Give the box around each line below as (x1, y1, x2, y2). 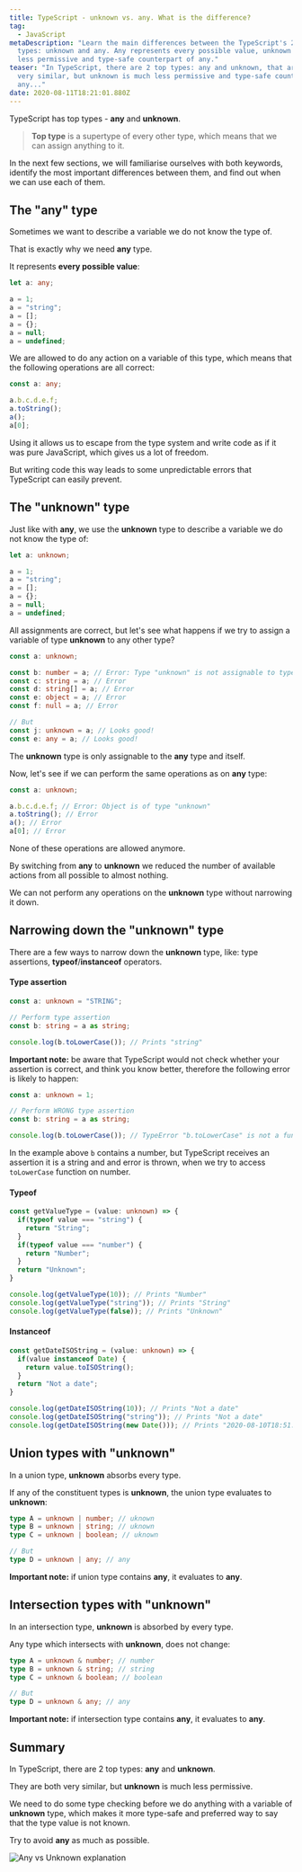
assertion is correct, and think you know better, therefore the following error (9, 1063, 290, 1074)
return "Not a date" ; (17, 1380, 99, 1388)
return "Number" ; (25, 1248, 91, 1258)
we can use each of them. (9, 176, 106, 187)
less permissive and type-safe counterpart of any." (17, 55, 219, 64)
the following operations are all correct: (9, 362, 155, 373)
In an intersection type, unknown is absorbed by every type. (9, 1621, 234, 1632)
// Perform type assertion (9, 1013, 111, 1022)
